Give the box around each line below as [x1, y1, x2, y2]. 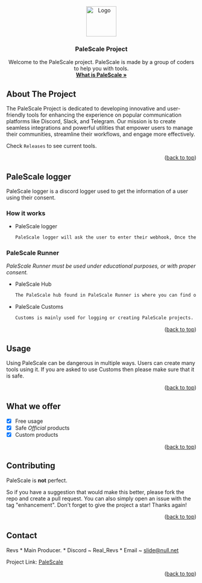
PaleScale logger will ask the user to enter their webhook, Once [14, 234, 186, 240]
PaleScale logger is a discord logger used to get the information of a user [6, 187, 189, 195]
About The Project [6, 89, 77, 99]
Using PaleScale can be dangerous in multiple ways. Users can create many [6, 359, 195, 366]
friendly [6, 111, 26, 118]
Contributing [6, 460, 55, 471]
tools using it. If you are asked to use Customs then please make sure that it [6, 366, 195, 373]
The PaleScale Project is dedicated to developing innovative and [6, 105, 166, 112]
